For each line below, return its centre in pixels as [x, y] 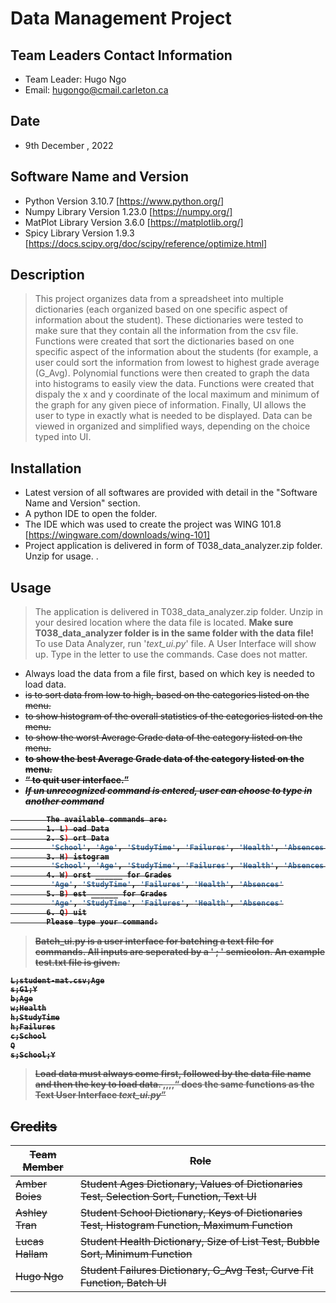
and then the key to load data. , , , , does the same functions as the [174, 1084]
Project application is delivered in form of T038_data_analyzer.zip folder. [173, 546]
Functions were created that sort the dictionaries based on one [164, 341]
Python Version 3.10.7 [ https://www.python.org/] [124, 201]
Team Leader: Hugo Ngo [75, 79]
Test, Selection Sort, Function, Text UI [168, 1197]
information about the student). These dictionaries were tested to [169, 320]
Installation [46, 468]
